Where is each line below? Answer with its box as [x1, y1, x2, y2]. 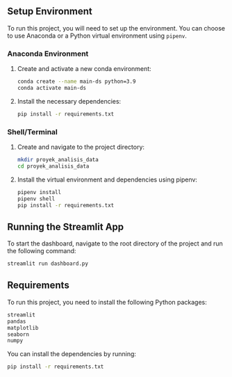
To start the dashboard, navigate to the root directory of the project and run [7, 239, 224, 248]
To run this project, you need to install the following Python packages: [7, 298, 207, 306]
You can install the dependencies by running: [7, 350, 137, 358]
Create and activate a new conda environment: [17, 65, 151, 73]
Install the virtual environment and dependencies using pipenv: [17, 175, 198, 184]
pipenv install [17, 188, 62, 195]
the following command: [7, 247, 76, 255]
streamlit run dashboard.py [7, 260, 89, 267]
